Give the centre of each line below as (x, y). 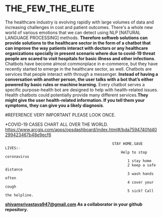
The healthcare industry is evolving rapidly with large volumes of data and (80, 22)
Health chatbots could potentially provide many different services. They (77, 95)
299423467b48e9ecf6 (28, 135)
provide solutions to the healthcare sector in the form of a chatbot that (78, 43)
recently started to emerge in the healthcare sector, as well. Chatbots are (79, 69)
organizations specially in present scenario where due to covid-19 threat (80, 53)
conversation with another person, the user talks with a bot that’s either (79, 79)
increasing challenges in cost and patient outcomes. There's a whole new (79, 27)
